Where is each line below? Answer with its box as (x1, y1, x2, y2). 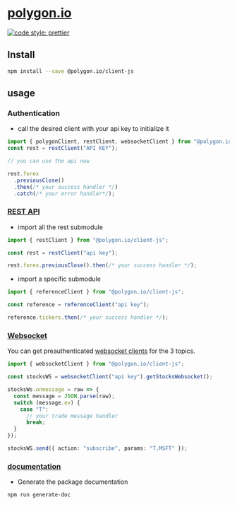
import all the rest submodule (17, 223, 104, 231)
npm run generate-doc (7, 492, 71, 499)
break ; (25, 419, 46, 426)
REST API (7, 207, 40, 216)
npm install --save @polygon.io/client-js (7, 67, 134, 75)
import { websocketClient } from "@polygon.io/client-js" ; (7, 361, 185, 368)
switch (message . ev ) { (13, 399, 80, 406)
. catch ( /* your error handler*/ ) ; (13, 190, 115, 197)
